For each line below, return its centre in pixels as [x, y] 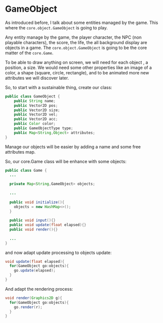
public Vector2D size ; [37, 110]
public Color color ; [35, 124]
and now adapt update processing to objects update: [58, 253]
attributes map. [20, 152]
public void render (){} [34, 230]
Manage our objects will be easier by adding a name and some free [73, 147]
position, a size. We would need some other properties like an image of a [79, 68]
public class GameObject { [33, 96]
